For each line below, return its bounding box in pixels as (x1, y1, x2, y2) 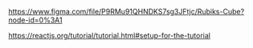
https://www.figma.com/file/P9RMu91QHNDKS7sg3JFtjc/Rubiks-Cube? (8, 7, 245, 16)
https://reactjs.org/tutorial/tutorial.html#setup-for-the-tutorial (8, 31, 211, 40)
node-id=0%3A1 (8, 15, 63, 25)
